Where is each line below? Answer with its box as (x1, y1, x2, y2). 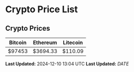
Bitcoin (9, 39, 27, 46)
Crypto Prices (5, 24, 50, 33)
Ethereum (33, 39, 58, 46)
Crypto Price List (5, 4, 78, 15)
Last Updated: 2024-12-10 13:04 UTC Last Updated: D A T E (5, 61, 129, 67)
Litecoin (63, 39, 83, 46)
